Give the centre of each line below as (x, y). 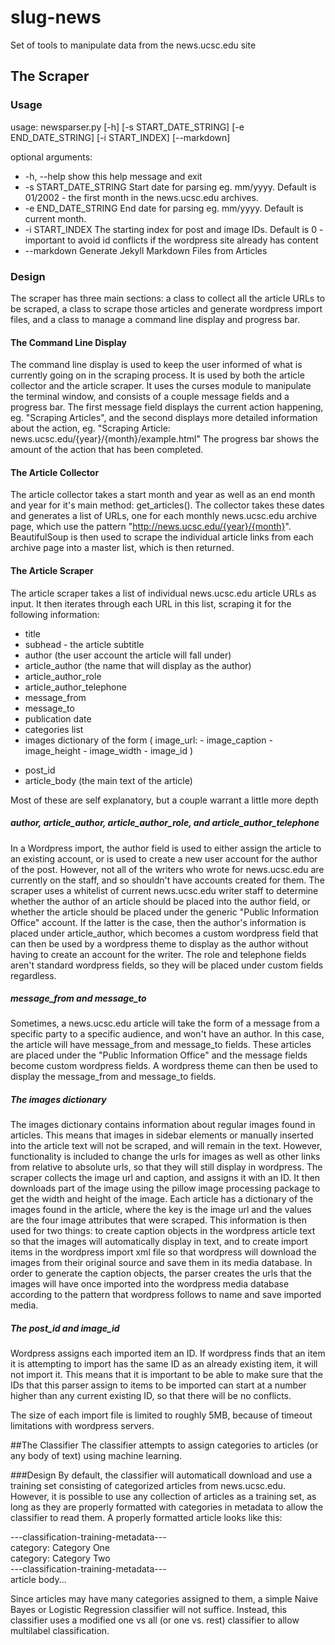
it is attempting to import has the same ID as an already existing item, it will (164, 1364)
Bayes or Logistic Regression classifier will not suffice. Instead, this (148, 1610)
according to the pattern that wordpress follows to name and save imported (166, 1295)
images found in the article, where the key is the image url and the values (161, 1210)
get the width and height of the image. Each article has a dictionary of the (162, 1199)
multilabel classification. (60, 1631)
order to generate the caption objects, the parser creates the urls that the (161, 1273)
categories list (54, 729)
